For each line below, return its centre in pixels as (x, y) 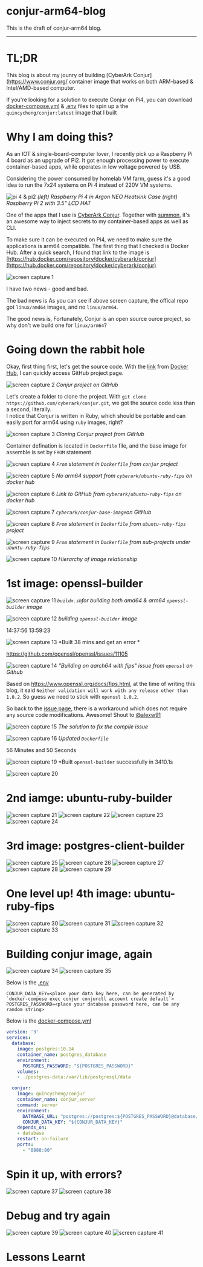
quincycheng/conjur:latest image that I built (62, 112)
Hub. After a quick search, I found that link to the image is (78, 252)
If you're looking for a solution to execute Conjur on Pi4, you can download (99, 99)
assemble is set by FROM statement (49, 452)
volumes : (28, 1072)
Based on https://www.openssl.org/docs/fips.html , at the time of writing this (101, 684)
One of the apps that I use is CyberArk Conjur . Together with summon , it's (98, 215)
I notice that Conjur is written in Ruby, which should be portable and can (96, 415)
